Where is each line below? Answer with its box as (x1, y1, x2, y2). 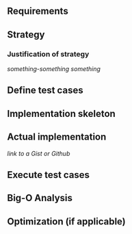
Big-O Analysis (7, 192, 73, 204)
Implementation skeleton (7, 107, 116, 119)
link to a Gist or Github (7, 149, 70, 157)
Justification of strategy (7, 49, 90, 59)
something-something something (7, 65, 101, 73)
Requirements (7, 5, 68, 17)
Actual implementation (7, 131, 107, 143)
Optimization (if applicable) (7, 216, 127, 227)
